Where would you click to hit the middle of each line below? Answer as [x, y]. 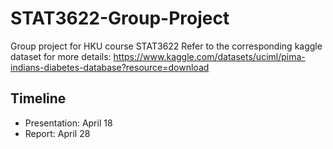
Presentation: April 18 [68, 123]
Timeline [38, 98]
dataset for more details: [61, 56]
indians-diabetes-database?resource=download [110, 67]
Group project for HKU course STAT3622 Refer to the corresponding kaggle [166, 46]
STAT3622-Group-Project [120, 18]
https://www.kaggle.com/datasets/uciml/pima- [209, 56]
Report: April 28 [57, 133]
